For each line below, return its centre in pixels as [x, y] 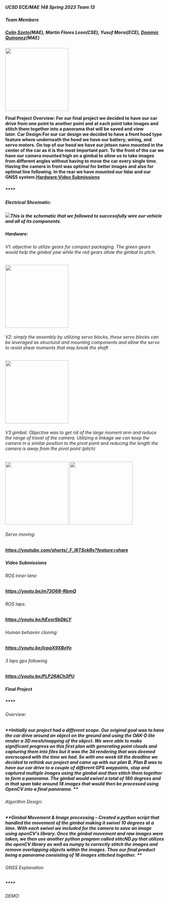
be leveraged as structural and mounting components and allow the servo [82, 342]
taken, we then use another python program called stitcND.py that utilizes [85, 839]
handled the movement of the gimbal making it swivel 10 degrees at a [80, 823]
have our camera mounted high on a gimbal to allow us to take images [80, 155]
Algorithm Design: [24, 802]
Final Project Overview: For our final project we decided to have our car [81, 118]
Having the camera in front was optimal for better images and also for [79, 166]
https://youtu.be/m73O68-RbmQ [41, 591]
